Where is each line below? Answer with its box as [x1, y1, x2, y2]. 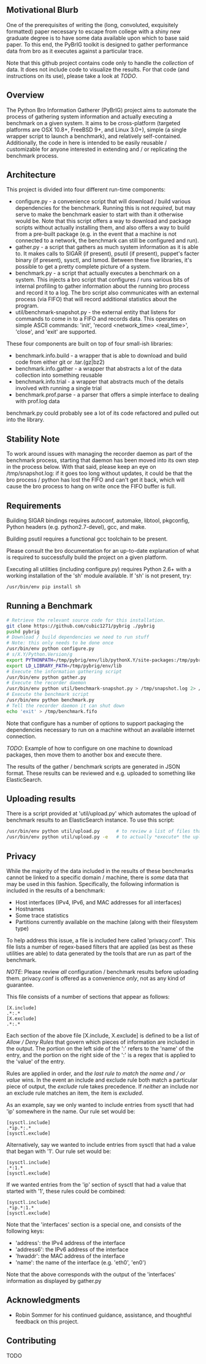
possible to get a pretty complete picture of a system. [15, 263, 151, 271]
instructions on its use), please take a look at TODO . [6, 72, 138, 79]
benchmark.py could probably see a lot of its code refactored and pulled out [6, 409, 199, 417]
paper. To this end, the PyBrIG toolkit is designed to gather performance [6, 40, 188, 48]
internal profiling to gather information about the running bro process [15, 282, 190, 290]
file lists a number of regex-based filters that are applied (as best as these [6, 943, 193, 950]
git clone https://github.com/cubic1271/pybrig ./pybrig [6, 623, 155, 629]
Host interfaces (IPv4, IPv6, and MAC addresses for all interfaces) [15, 899, 182, 906]
